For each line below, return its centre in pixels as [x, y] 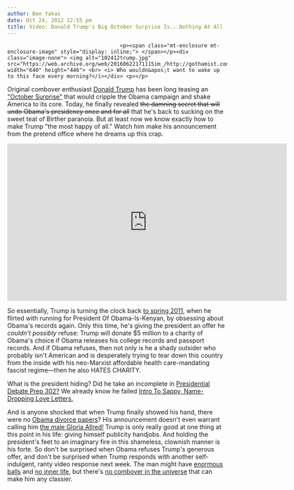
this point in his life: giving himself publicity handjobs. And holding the [108, 435]
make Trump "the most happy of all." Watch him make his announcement [112, 127]
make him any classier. [40, 479]
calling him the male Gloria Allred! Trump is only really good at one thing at [115, 427]
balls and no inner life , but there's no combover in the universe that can [110, 472]
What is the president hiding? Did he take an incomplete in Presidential [109, 384]
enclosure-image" [32, 52]
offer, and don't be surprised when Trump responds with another [101, 457]
